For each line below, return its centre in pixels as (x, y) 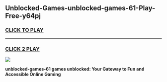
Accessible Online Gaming (33, 74)
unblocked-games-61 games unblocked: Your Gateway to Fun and (75, 69)
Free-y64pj (23, 16)
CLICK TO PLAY (24, 30)
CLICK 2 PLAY (22, 49)
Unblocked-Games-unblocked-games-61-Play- (80, 8)
